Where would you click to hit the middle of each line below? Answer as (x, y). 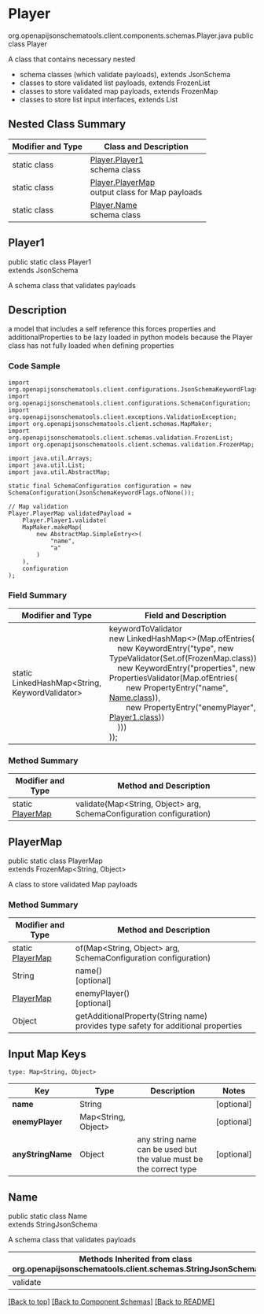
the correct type (167, 1169)
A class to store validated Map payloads (73, 885)
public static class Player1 (50, 261)
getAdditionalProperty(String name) (141, 1016)
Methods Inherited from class (136, 1259)
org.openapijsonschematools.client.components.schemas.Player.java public (131, 35)
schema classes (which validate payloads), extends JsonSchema (125, 74)
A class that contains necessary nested (72, 59)
